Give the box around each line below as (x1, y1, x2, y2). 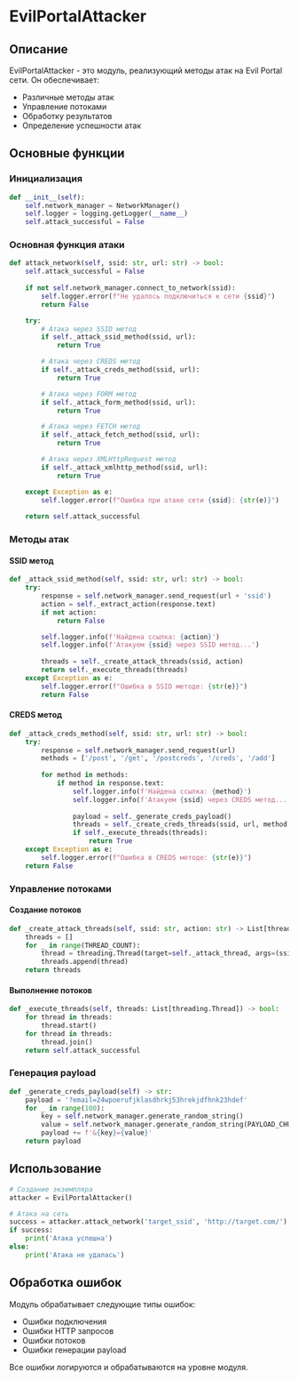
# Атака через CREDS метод (41, 357, 141, 366)
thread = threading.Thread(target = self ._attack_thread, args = (41, 949, 276, 958)
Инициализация (9, 173, 82, 185)
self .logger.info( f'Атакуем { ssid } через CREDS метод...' (72, 795, 292, 804)
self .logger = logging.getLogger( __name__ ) (25, 209, 189, 219)
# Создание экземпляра (9, 1184, 93, 1193)
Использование (9, 1161, 102, 1176)
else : (9, 1242, 29, 1251)
